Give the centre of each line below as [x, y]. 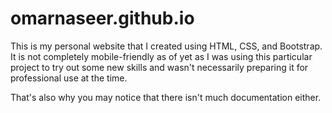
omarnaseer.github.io [102, 18]
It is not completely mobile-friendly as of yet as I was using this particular [161, 56]
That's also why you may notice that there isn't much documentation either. [166, 97]
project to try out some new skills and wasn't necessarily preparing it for [159, 67]
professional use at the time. [69, 78]
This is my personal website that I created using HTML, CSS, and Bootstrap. [166, 46]
